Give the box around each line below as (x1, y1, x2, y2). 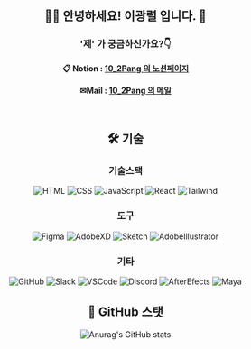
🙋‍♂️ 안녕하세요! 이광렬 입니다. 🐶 (44, 8, 207, 24)
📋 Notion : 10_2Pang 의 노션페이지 (62, 62, 189, 74)
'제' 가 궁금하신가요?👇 (79, 38, 172, 51)
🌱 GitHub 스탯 (88, 305, 163, 320)
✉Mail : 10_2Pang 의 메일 (79, 85, 172, 96)
